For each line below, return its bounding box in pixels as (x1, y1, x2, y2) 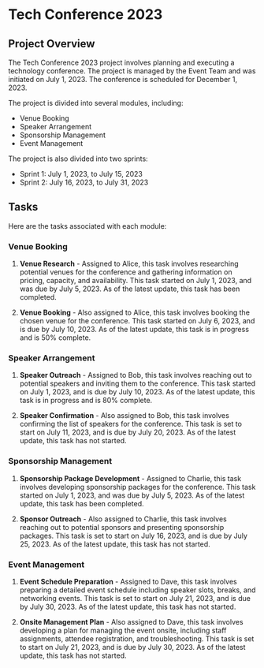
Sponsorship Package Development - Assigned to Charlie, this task (19, 473, 242, 483)
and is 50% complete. (19, 333, 91, 342)
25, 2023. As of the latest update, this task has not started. (19, 539, 210, 549)
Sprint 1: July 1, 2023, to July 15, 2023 (19, 170, 143, 178)
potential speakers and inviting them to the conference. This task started (19, 379, 256, 388)
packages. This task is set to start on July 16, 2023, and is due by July (19, 531, 248, 540)
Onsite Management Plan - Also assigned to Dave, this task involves (19, 618, 244, 626)
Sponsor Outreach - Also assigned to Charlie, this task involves (19, 514, 227, 524)
